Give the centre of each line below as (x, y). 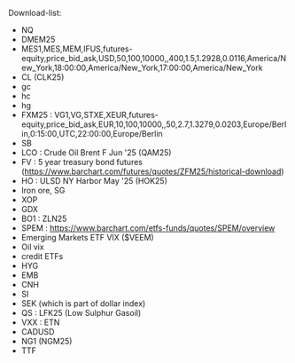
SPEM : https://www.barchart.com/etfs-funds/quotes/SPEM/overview (148, 228)
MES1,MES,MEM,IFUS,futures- (77, 49)
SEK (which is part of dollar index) (83, 304)
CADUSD (38, 331)
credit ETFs (42, 256)
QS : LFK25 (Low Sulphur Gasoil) (81, 313)
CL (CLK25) (43, 77)
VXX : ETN (40, 322)
